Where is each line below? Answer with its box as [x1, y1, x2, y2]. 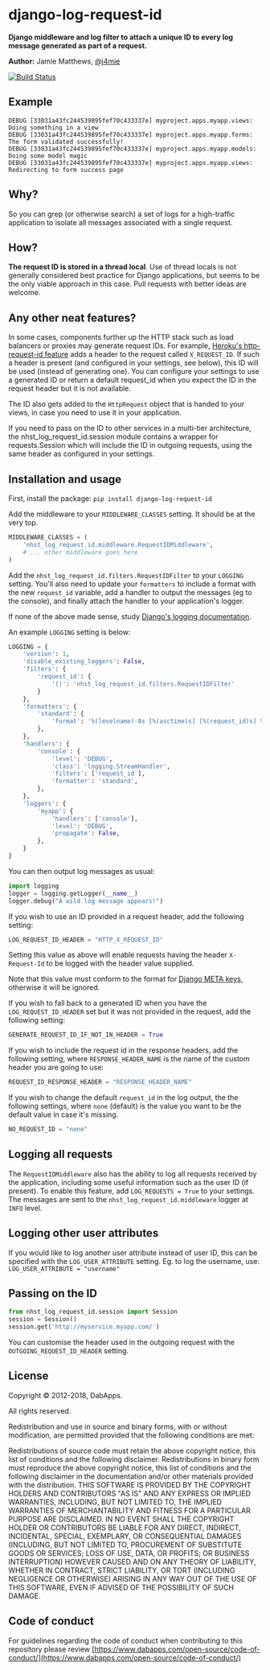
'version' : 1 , [22, 650, 70, 659]
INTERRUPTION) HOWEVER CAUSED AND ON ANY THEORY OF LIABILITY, [8, 1557, 256, 1566]
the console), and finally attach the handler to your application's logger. [8, 596, 245, 605]
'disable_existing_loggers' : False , [22, 658, 146, 666]
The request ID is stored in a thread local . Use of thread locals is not [8, 262, 237, 272]
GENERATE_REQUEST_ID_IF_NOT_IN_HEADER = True [8, 1031, 163, 1039]
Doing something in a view [8, 123, 99, 132]
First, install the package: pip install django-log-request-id [8, 494, 213, 503]
